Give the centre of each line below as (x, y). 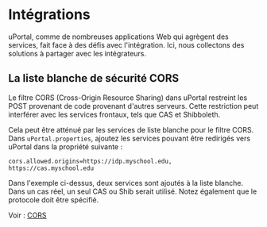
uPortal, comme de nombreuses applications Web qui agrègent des (118, 37)
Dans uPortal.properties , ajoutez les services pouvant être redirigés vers (130, 138)
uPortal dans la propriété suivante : (66, 146)
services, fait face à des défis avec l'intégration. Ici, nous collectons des (126, 44)
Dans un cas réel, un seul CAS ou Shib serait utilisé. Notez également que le (133, 191)
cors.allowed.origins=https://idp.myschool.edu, (90, 161)
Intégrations (50, 15)
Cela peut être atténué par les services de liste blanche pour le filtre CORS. (131, 129)
